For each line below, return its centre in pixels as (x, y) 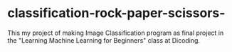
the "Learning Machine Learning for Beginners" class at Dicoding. (104, 40)
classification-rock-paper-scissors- (116, 13)
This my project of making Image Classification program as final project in (116, 33)
